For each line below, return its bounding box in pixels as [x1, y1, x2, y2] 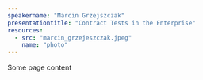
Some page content [7, 63, 72, 72]
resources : [7, 26, 44, 34]
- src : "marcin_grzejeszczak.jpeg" [14, 33, 132, 42]
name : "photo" [21, 41, 68, 49]
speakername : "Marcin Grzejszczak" [7, 11, 125, 20]
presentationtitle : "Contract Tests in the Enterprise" [7, 19, 196, 27]
